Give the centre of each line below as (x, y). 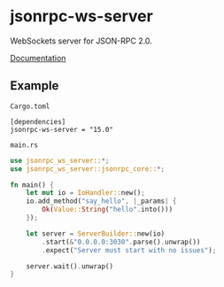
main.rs (24, 145)
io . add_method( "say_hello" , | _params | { (101, 201)
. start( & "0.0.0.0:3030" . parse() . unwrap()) (121, 242)
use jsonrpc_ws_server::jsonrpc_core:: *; (88, 169)
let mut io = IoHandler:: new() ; (85, 193)
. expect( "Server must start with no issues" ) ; (129, 250)
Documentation (38, 58)
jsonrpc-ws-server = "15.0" (62, 129)
